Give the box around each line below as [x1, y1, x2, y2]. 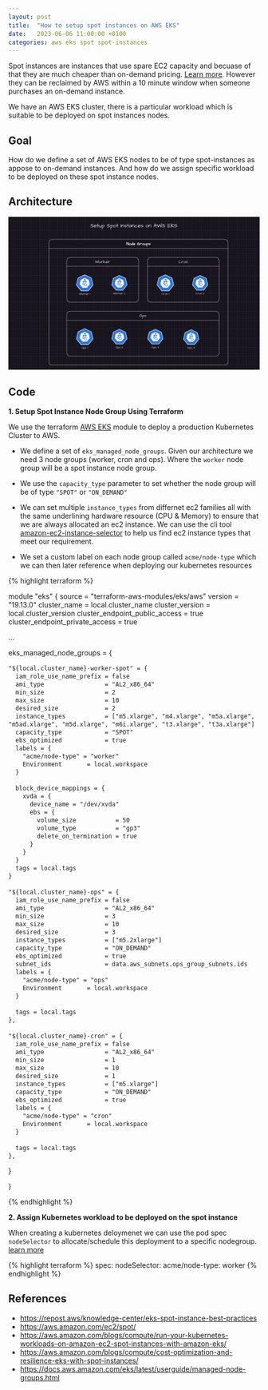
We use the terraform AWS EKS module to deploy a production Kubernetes [8, 422, 254, 432]
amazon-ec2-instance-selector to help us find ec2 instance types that [19, 528, 251, 537]
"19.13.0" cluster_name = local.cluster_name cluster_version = [8, 599, 211, 609]
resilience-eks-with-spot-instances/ [19, 1356, 139, 1365]
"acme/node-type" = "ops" [22, 976, 109, 984]
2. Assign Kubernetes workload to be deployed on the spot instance [8, 1212, 238, 1222]
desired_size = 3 [15, 928, 116, 936]
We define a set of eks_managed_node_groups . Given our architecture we [19, 446, 254, 456]
